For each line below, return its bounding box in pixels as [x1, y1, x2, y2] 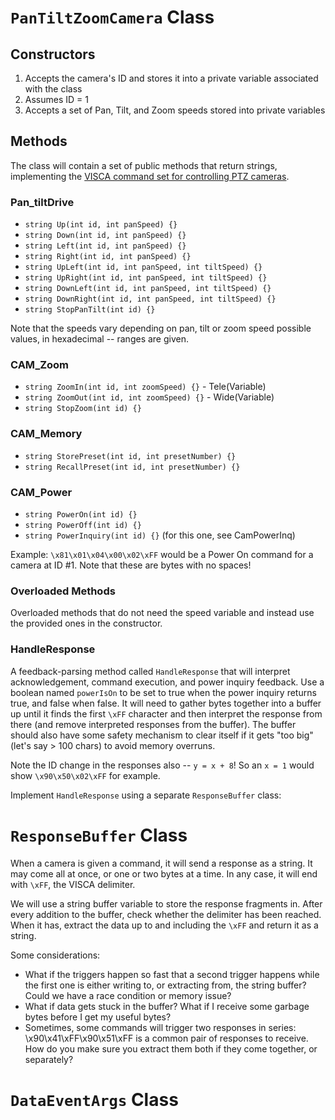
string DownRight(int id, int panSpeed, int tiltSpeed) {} [24, 294, 277, 305]
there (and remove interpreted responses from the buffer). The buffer [10, 718, 297, 730]
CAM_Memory [10, 427, 83, 441]
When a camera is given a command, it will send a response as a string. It [10, 857, 313, 869]
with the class [24, 83, 83, 95]
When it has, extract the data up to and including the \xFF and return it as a [10, 919, 319, 931]
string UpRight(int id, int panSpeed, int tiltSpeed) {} [24, 273, 268, 283]
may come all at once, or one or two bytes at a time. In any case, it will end [10, 867, 318, 880]
